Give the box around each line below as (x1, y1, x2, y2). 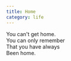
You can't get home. (6, 30, 56, 37)
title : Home (6, 8, 36, 15)
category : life (6, 14, 44, 20)
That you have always (6, 43, 60, 50)
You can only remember (6, 37, 66, 44)
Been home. (6, 49, 36, 56)
